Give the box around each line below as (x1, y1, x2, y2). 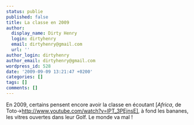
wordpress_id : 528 (6, 63, 51, 69)
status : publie (6, 8, 43, 15)
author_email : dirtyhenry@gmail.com (6, 58, 96, 63)
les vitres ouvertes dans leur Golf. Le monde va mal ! (6, 113, 133, 120)
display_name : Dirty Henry (11, 31, 77, 36)
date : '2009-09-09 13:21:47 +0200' (6, 69, 93, 75)
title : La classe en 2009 (6, 19, 69, 25)
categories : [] (6, 74, 43, 80)
